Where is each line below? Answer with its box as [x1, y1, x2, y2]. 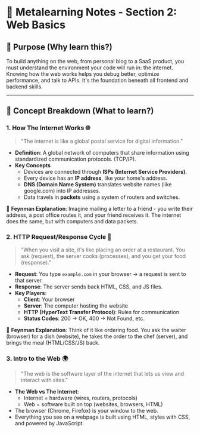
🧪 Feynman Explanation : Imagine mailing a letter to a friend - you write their [6, 205, 193, 212]
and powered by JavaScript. [14, 420, 85, 427]
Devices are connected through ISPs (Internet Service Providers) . [23, 168, 187, 175]
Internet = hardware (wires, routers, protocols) [23, 394, 138, 402]
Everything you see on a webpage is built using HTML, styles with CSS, [14, 413, 190, 420]
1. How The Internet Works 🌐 [6, 124, 91, 132]
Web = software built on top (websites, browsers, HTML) [23, 401, 163, 408]
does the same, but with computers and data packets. [6, 217, 139, 225]
